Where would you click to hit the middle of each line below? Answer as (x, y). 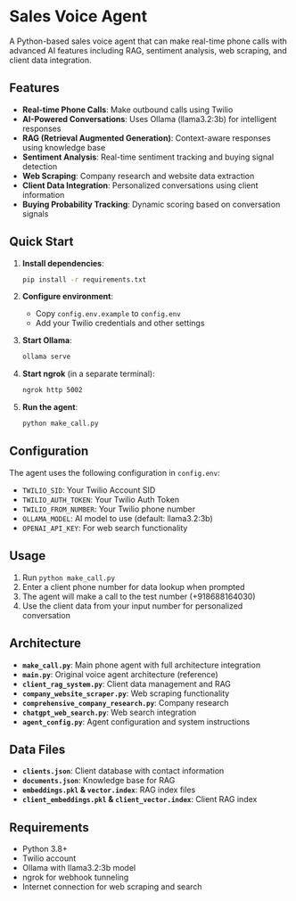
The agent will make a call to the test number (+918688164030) (139, 596)
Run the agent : (50, 407)
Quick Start (41, 242)
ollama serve (46, 357)
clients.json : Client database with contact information (123, 771)
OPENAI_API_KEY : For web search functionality (105, 528)
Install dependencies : (63, 263)
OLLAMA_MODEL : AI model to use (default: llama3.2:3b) (118, 518)
